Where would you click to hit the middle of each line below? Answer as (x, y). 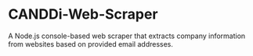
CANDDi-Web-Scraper (83, 14)
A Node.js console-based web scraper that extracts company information (127, 36)
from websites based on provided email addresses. (91, 44)
